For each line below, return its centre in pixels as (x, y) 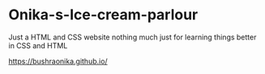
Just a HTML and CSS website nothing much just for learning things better (132, 37)
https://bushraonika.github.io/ (58, 61)
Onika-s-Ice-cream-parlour (103, 15)
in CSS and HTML (38, 45)
